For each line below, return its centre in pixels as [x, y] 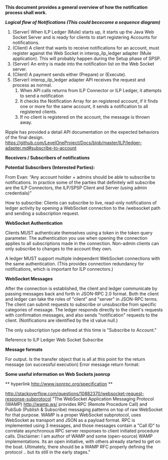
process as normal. [32, 85]
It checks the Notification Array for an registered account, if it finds [89, 101]
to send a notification [42, 96]
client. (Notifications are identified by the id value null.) [61, 320]
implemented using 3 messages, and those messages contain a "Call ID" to [82, 425]
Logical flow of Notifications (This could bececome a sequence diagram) [83, 22]
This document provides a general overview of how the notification [76, 7]
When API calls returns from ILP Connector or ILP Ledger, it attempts [90, 90]
